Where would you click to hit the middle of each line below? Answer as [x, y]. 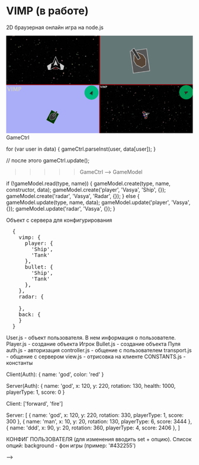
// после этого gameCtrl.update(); [48, 160]
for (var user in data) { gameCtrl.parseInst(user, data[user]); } [81, 149]
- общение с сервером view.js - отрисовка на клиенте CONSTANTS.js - [96, 356]
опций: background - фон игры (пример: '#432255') [71, 445]
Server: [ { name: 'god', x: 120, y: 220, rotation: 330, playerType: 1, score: [95, 415]
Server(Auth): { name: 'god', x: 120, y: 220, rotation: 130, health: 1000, [91, 386]
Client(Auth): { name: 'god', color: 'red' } [55, 374]
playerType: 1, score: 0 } [36, 392]
